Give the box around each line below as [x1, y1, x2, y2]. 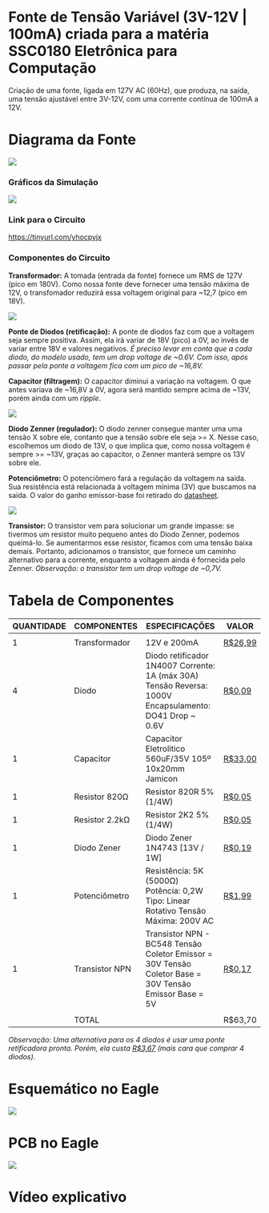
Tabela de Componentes [8, 591, 175, 609]
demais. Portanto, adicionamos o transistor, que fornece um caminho [8, 546, 236, 556]
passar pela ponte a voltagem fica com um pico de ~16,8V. [8, 360, 204, 370]
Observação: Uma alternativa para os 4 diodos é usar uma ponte [8, 1034, 226, 1044]
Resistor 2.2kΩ [74, 813, 130, 825]
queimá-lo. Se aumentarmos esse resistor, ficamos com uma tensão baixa [8, 537, 253, 548]
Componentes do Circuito [8, 252, 110, 263]
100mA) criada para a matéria [8, 25, 210, 43]
